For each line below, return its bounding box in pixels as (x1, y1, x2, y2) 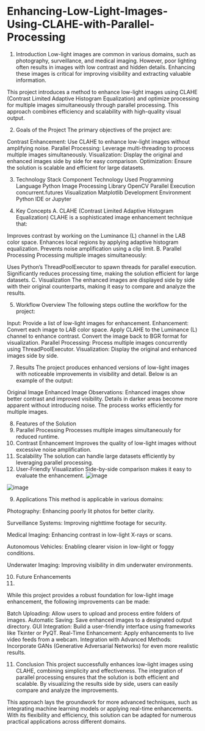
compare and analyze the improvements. (15, 686, 119, 694)
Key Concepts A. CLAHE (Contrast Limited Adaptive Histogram (15, 207, 173, 215)
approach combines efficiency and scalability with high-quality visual (7, 108, 181, 115)
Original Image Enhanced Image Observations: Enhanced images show (7, 388, 185, 395)
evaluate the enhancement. (15, 472, 85, 479)
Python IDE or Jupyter (15, 195, 72, 202)
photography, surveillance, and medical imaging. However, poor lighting (15, 57, 197, 64)
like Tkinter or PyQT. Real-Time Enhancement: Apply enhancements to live (7, 629, 194, 636)
